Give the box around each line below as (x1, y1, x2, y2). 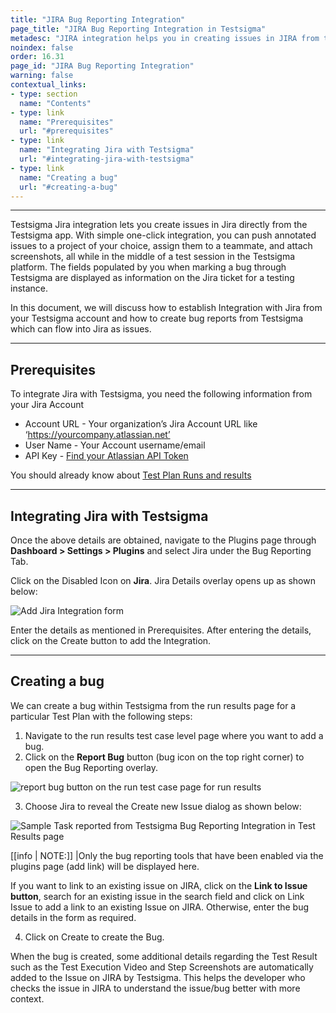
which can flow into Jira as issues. (10, 323, 152, 335)
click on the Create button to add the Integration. (10, 635, 212, 646)
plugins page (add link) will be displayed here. (10, 860, 200, 872)
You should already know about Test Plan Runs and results (10, 469, 252, 481)
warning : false (10, 71, 74, 81)
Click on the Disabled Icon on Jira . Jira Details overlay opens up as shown (10, 575, 316, 586)
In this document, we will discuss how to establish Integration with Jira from (10, 302, 323, 314)
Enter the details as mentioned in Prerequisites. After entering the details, (10, 624, 312, 636)
